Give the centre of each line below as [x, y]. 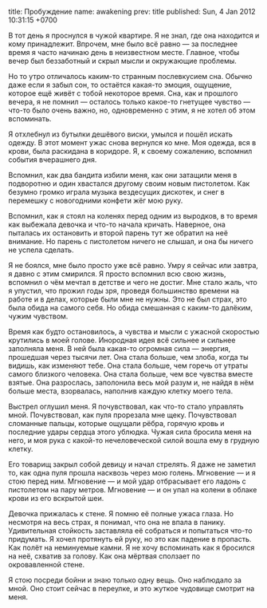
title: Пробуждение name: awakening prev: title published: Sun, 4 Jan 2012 [132, 12]
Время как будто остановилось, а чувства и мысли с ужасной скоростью [134, 332]
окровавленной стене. [47, 565]
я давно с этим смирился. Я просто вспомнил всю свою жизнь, [117, 274]
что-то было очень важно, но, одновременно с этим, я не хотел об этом [132, 110]
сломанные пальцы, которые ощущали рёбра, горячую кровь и [116, 423]
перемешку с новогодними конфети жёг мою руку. [96, 200]
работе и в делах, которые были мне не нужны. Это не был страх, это [128, 299]
